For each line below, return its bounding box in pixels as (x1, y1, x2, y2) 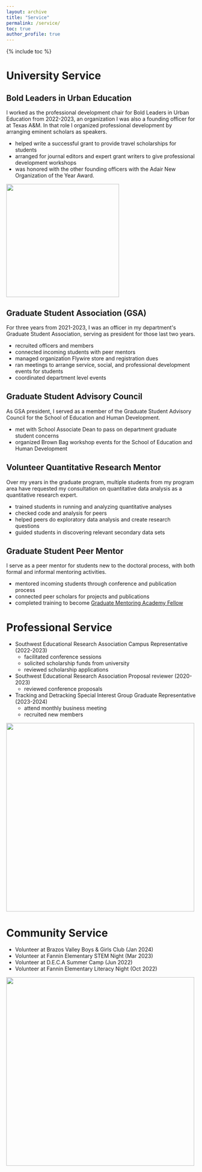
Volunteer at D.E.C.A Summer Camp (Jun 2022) (14, 959, 133, 966)
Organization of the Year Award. (14, 172, 94, 179)
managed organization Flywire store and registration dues (14, 354, 158, 362)
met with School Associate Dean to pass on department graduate (14, 425, 177, 433)
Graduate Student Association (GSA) (6, 308, 147, 318)
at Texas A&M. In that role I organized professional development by (6, 122, 173, 129)
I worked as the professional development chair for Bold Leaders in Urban (6, 109, 189, 116)
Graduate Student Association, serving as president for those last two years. (6, 330, 195, 337)
